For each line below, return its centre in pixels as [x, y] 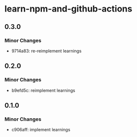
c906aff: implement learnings [41, 130]
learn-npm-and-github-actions [68, 9]
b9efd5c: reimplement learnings [43, 90]
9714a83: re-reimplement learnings [46, 51]
